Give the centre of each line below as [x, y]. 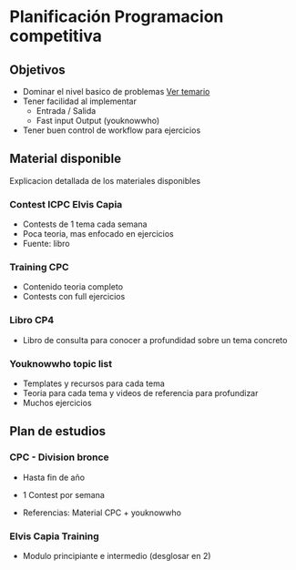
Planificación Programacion [117, 17]
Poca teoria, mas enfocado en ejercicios [98, 234]
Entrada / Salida [66, 111]
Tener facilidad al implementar [79, 101]
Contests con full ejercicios [74, 297]
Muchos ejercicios [57, 403]
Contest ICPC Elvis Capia [66, 204]
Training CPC [40, 268]
